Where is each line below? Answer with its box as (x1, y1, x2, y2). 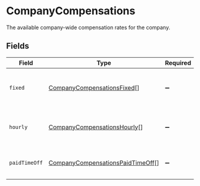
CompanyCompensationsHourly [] (48, 123, 143, 131)
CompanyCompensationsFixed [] (48, 83, 140, 92)
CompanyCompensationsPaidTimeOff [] (48, 159, 160, 167)
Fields (6, 41, 30, 51)
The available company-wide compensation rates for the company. (6, 24, 171, 31)
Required (164, 58, 192, 67)
